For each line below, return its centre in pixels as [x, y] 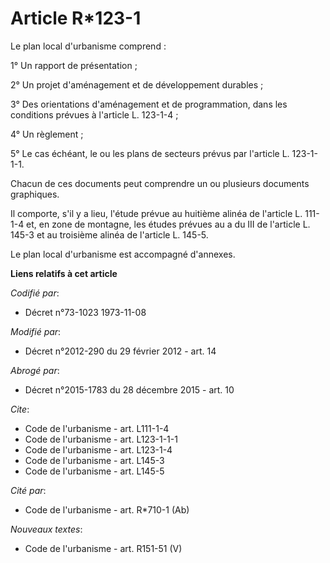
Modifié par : [36, 331]
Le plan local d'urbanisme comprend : [88, 46]
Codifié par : [35, 293]
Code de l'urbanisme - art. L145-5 [94, 471]
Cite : [20, 409]
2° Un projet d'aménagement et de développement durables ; [137, 84]
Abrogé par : [35, 370]
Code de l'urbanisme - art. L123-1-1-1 [101, 439]
